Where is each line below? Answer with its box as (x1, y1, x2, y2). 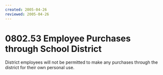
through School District (5, 43, 102, 54)
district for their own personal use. (5, 65, 75, 71)
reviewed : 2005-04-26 (5, 12, 49, 17)
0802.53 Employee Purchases (5, 33, 131, 44)
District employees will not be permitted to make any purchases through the (5, 59, 158, 65)
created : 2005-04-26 (5, 7, 47, 12)
